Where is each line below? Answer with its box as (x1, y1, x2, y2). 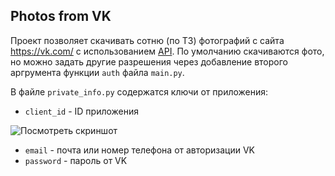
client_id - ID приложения (24, 105, 140, 117)
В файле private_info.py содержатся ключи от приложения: (10, 85, 269, 98)
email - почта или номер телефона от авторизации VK (24, 144, 256, 156)
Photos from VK (10, 8, 112, 25)
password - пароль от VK (24, 154, 128, 166)
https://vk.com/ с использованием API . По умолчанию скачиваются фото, (10, 45, 325, 57)
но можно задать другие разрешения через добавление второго (10, 55, 288, 68)
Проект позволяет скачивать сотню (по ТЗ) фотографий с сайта (10, 34, 285, 46)
